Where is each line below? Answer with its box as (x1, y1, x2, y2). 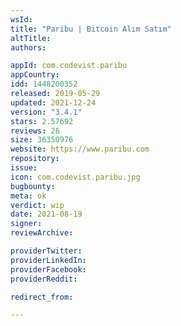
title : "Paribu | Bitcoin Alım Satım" (10, 24, 172, 34)
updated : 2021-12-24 (10, 97, 97, 108)
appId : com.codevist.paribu (10, 61, 128, 71)
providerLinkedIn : (10, 255, 87, 265)
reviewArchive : (10, 228, 74, 238)
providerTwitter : (10, 246, 83, 256)
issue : (10, 163, 38, 173)
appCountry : (10, 70, 60, 80)
